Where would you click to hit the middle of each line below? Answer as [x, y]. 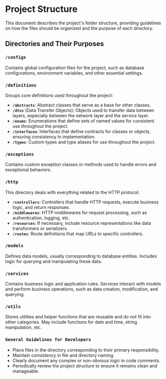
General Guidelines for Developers [48, 340]
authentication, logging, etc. [41, 218]
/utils [13, 307]
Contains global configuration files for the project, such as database [75, 68]
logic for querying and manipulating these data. [54, 261]
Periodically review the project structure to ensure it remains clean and [85, 366]
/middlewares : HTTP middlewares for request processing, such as [80, 212]
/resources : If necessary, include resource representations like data [82, 223]
